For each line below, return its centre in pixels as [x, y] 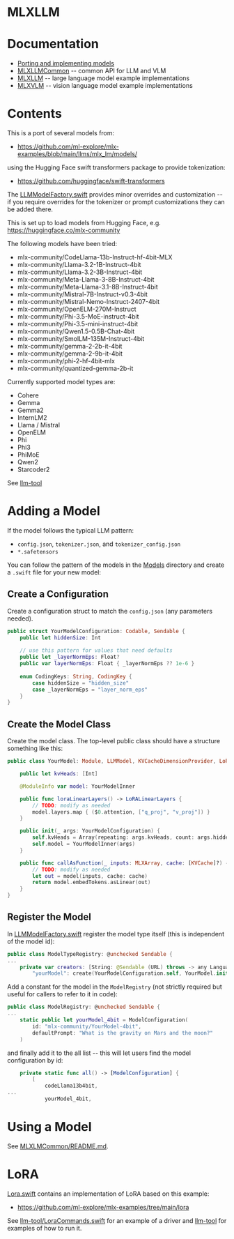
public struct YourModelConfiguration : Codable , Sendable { [96, 631]
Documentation [53, 44]
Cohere [28, 395]
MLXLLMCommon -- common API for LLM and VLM [92, 71]
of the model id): [31, 941]
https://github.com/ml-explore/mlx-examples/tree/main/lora [103, 1207]
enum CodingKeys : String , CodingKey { [76, 676]
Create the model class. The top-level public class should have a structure [114, 741]
